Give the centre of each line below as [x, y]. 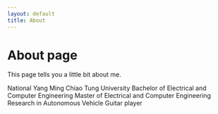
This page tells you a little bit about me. [65, 75]
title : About [26, 20]
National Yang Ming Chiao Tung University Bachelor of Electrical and [107, 88]
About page [42, 55]
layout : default [31, 14]
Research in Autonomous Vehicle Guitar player [75, 103]
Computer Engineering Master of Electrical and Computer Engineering [109, 96]
